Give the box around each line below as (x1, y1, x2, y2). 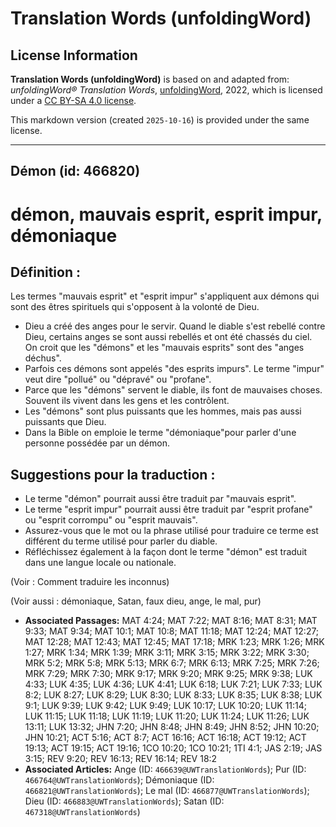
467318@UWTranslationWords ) (24, 806, 141, 818)
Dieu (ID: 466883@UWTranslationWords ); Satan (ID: (24, 795, 225, 807)
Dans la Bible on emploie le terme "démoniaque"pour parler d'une (24, 427, 297, 439)
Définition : (10, 263, 81, 281)
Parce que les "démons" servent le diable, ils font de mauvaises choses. (24, 384, 323, 396)
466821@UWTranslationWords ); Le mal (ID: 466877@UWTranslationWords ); (24, 785, 310, 797)
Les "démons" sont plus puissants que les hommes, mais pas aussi (24, 405, 302, 417)
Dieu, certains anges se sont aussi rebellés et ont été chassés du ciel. (24, 331, 313, 343)
